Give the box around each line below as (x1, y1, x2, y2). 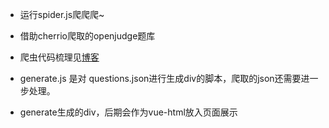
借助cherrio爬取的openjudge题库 (19, 30, 156, 42)
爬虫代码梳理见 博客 (19, 51, 100, 63)
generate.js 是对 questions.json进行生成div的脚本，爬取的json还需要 (19, 73, 302, 84)
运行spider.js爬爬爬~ (19, 9, 105, 20)
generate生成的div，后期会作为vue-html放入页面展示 (19, 106, 238, 118)
